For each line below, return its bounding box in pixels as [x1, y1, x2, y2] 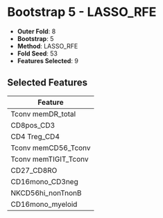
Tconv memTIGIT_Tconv [10, 154, 89, 164]
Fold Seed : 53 [17, 49, 58, 58]
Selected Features [7, 77, 88, 89]
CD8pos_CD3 [10, 120, 55, 130]
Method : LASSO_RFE [17, 42, 78, 50]
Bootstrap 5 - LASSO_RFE [7, 4, 157, 20]
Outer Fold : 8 [17, 27, 56, 35]
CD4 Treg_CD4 [10, 131, 60, 141]
